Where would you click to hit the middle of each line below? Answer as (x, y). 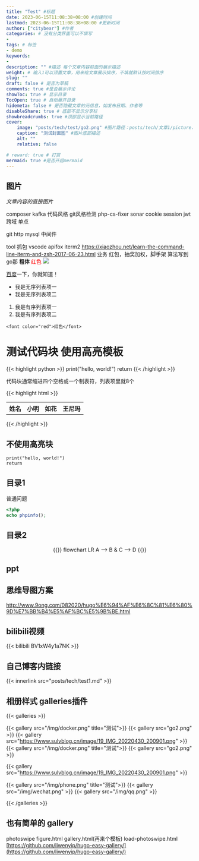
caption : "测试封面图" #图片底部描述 (59, 133)
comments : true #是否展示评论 (41, 89)
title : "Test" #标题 (31, 12)
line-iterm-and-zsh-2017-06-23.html (51, 254)
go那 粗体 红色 (24, 261)
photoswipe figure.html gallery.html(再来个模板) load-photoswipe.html (92, 838)
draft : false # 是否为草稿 (37, 84)
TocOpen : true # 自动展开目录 (41, 100)
